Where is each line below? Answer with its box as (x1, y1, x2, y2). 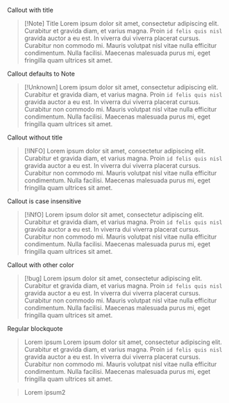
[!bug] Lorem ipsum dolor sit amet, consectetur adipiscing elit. (24, 274, 203, 282)
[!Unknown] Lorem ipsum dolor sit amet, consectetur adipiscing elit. (24, 83, 219, 91)
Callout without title (7, 133, 63, 142)
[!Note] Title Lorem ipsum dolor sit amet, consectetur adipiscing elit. (24, 19, 219, 27)
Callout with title (7, 6, 53, 14)
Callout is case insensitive (7, 197, 82, 205)
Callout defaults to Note (7, 69, 75, 78)
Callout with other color (7, 261, 74, 269)
